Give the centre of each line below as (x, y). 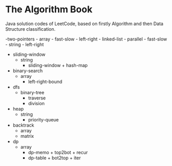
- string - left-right (25, 44)
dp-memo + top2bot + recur (58, 152)
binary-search (27, 71)
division (36, 103)
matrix (27, 136)
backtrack (23, 125)
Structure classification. (30, 29)
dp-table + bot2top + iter (54, 158)
